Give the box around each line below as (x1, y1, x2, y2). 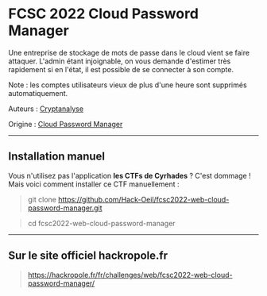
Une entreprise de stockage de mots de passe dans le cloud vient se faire (8, 48, 250, 57)
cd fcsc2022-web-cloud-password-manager (27, 218, 176, 228)
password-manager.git (27, 203, 103, 213)
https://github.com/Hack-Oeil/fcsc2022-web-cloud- (58, 194, 230, 204)
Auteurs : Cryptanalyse (8, 104, 84, 113)
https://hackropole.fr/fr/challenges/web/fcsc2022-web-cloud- (27, 270, 233, 279)
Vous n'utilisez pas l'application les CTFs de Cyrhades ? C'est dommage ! (8, 171, 252, 180)
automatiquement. (8, 88, 68, 98)
